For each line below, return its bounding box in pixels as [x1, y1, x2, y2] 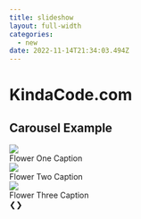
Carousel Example [9, 120, 113, 135]
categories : [9, 29, 54, 38]
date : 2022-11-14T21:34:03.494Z [9, 46, 129, 55]
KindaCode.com [9, 85, 133, 105]
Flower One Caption [9, 153, 83, 164]
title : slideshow [9, 13, 74, 22]
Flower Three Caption [9, 190, 89, 201]
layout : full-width [9, 21, 82, 30]
